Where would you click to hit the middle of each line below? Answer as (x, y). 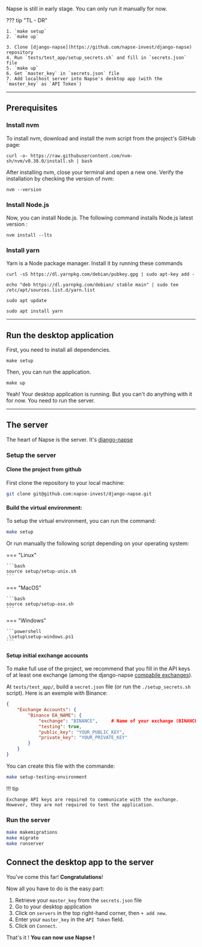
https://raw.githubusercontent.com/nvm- (82, 156)
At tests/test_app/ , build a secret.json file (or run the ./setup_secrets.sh (99, 687)
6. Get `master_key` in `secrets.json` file (63, 73)
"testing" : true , (60, 726)
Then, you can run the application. (49, 372)
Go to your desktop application (53, 906)
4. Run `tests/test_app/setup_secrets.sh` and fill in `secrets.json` (96, 58)
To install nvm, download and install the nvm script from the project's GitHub (101, 138)
